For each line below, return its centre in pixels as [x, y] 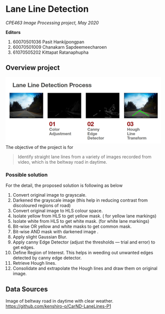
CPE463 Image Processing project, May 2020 [52, 23]
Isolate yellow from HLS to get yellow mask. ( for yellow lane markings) [84, 216]
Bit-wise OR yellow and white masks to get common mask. [72, 227]
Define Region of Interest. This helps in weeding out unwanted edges [83, 253]
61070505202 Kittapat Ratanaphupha [51, 52]
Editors [13, 32]
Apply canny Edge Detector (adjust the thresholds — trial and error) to [84, 242]
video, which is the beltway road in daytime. [62, 162]
